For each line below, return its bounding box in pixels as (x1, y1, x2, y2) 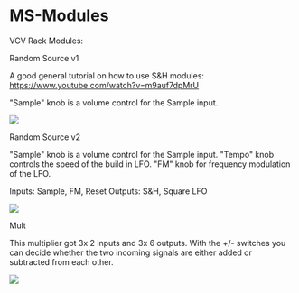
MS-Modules (9, 5, 109, 26)
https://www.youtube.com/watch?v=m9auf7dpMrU (9, 79, 200, 90)
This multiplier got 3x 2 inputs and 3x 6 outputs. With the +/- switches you (9, 237, 286, 248)
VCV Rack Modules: (9, 35, 84, 46)
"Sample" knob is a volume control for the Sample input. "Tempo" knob (9, 149, 275, 160)
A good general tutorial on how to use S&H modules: (9, 69, 205, 81)
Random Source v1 (9, 52, 79, 63)
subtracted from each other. (9, 256, 115, 267)
